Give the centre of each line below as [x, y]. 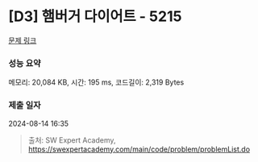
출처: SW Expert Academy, [72, 140]
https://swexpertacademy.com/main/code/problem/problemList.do [139, 149]
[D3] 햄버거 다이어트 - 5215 [95, 17]
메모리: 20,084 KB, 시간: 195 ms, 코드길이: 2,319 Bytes [96, 82]
